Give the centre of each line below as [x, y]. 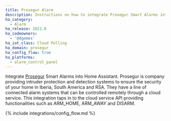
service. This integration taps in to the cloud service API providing [74, 98]
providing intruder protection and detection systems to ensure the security [83, 82]
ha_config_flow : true [28, 52]
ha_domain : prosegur [27, 48]
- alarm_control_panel [34, 62]
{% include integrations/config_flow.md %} [50, 113]
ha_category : [19, 19]
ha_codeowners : [21, 34]
